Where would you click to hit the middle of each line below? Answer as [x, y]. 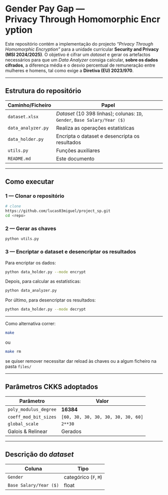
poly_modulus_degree [32, 409]
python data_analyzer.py [31, 291]
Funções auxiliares [78, 150]
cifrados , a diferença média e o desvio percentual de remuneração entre [80, 65]
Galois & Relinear [27, 431]
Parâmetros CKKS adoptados [52, 387]
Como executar [29, 182]
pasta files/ [18, 366]
